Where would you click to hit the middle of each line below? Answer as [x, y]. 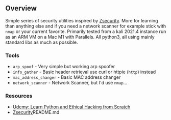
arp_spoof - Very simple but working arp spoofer [64, 67]
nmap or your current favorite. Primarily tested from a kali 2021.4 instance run [86, 31]
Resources [19, 96]
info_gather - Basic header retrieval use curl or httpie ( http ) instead [84, 72]
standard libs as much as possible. [42, 42]
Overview [21, 8]
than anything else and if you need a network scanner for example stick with [86, 26]
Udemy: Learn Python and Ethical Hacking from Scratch [71, 107]
